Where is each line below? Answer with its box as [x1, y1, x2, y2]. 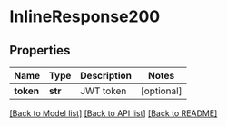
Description [80, 70, 132, 82]
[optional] [140, 84, 183, 97]
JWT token [80, 84, 127, 97]
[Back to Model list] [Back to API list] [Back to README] [9, 108, 218, 119]
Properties [9, 43, 71, 58]
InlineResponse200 [9, 6, 161, 27]
